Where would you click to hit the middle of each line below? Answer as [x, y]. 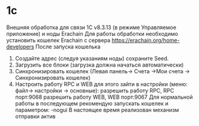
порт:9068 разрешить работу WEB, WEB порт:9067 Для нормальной [104, 97]
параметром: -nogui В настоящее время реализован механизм [97, 110]
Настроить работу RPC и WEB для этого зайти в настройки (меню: [101, 84]
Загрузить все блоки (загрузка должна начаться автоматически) [99, 65]
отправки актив [35, 116]
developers [20, 47]
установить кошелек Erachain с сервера [58, 40]
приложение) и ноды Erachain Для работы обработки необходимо [92, 33]
